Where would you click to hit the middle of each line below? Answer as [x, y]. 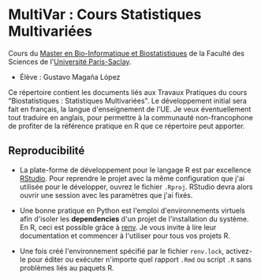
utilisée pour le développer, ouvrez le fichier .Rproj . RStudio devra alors [136, 187]
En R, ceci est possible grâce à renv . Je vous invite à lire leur [118, 227]
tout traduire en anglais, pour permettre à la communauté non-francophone [131, 117]
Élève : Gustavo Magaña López [70, 77]
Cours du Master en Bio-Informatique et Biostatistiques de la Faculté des [126, 53]
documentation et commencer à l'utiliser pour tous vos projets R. [125, 236]
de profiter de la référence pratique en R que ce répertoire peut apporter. [127, 126]
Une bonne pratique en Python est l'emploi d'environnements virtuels [132, 210]
